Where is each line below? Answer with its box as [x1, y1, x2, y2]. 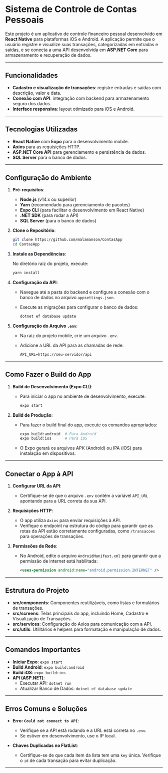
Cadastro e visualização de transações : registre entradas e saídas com [12, 84, 161, 91]
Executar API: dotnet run [19, 680, 71, 686]
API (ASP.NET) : [12, 675, 45, 681]
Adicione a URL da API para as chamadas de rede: [19, 342, 124, 348]
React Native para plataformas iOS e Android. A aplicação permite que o [5, 36, 155, 42]
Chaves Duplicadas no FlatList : [12, 742, 78, 748]
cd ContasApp [12, 242, 40, 247]
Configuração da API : [12, 280, 58, 285]
